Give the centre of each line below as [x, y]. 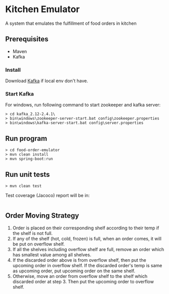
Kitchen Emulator [43, 9]
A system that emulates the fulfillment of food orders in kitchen [71, 23]
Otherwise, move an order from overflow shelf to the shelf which [80, 276]
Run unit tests [28, 175]
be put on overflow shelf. [38, 244]
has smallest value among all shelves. [52, 255]
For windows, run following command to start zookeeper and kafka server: [83, 105]
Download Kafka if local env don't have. [47, 81]
